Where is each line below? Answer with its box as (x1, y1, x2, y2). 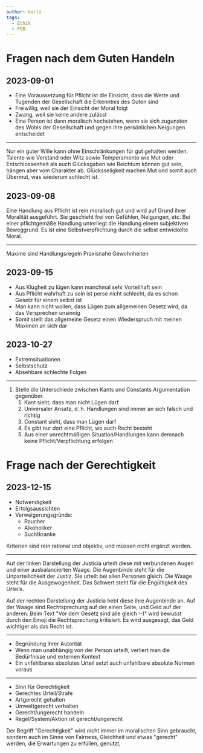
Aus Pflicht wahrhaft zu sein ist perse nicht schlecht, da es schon (14, 289, 178, 297)
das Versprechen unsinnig (14, 309, 80, 316)
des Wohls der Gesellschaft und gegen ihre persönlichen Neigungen (14, 124, 185, 131)
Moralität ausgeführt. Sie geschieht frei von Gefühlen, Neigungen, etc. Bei (6, 213, 190, 221)
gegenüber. (14, 392, 44, 399)
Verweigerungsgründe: (14, 511, 72, 519)
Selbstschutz (14, 362, 48, 369)
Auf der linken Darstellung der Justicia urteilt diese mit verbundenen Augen (6, 560, 195, 567)
